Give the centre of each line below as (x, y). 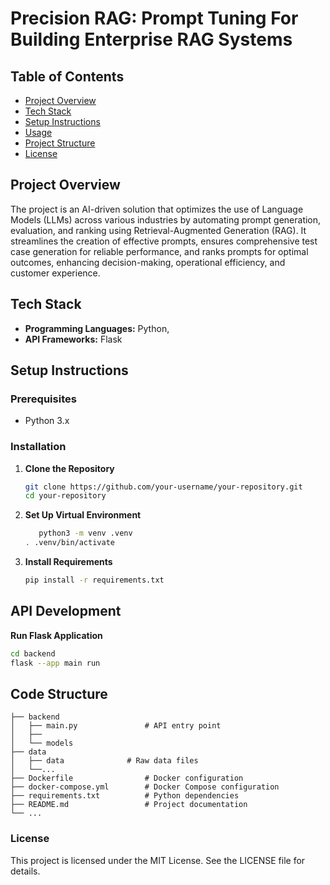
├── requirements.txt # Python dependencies (125, 796)
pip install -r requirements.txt (94, 580)
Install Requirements (68, 562)
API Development (66, 611)
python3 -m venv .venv (85, 533)
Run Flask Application (56, 635)
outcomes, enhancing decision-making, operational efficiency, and (148, 262)
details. (25, 871)
